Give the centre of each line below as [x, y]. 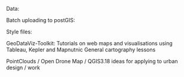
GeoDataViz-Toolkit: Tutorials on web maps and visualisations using [90, 43]
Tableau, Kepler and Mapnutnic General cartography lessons [81, 50]
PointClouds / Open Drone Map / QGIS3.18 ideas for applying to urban [92, 61]
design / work [23, 67]
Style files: [19, 32]
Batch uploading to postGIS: [41, 20]
